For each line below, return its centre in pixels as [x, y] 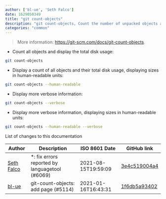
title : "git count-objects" [34, 19]
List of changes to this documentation [44, 136]
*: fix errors [44, 157]
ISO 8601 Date [98, 148]
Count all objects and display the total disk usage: [63, 52]
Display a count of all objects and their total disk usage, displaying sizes [85, 70]
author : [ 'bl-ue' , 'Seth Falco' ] [40, 10]
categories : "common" [27, 28]
